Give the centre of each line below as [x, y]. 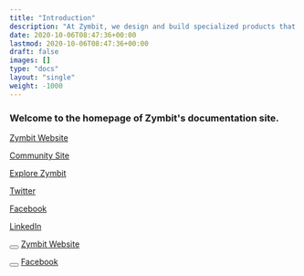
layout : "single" [42, 78]
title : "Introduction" [52, 18]
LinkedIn [26, 226]
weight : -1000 [37, 86]
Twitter [23, 191]
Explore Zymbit [38, 173]
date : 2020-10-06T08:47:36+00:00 [73, 35]
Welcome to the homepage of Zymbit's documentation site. [144, 118]
